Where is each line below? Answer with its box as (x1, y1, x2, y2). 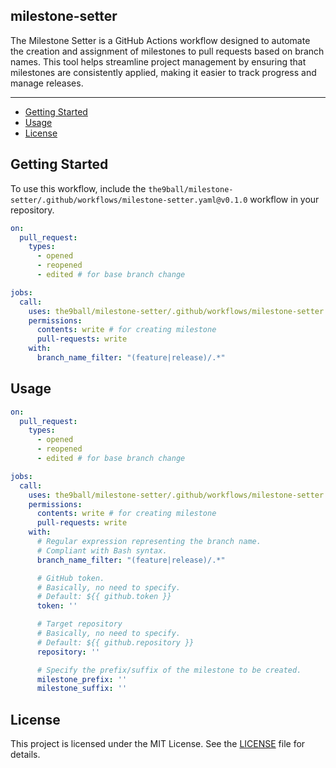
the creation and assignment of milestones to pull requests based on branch (10, 45, 325, 57)
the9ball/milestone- (148, 184, 234, 194)
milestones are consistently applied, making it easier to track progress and (10, 66, 317, 78)
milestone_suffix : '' (36, 684, 128, 694)
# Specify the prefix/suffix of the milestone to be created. (36, 665, 302, 675)
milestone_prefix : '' (36, 674, 128, 684)
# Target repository (36, 619, 123, 629)
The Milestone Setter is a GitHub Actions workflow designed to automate (10, 34, 311, 46)
